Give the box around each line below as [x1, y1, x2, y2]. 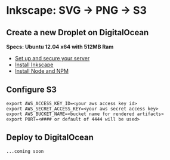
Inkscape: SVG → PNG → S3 [6, 4, 147, 17]
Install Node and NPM [14, 67, 69, 75]
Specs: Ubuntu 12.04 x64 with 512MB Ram [6, 43, 114, 50]
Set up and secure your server [14, 55, 90, 61]
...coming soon [6, 148, 44, 154]
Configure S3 [6, 85, 57, 95]
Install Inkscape [14, 61, 54, 68]
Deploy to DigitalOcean [6, 133, 94, 143]
